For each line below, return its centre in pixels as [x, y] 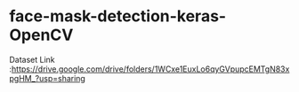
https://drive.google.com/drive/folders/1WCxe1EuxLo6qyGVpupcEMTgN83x [151, 69]
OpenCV [41, 35]
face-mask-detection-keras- [118, 16]
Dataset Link [32, 59]
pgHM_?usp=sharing [48, 78]
